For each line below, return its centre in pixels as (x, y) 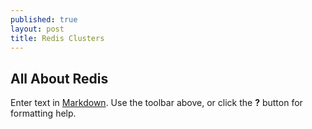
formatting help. (43, 113)
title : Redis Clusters (57, 38)
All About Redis (59, 78)
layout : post (37, 29)
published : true (44, 19)
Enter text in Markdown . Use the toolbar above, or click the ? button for (156, 103)
